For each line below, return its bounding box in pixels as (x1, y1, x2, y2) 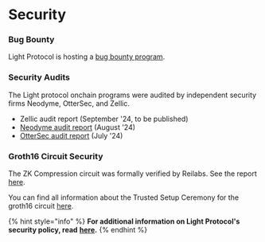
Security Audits (8, 72, 70, 83)
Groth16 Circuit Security (8, 150, 103, 162)
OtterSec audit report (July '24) (19, 131, 123, 140)
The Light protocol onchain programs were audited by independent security (8, 90, 257, 100)
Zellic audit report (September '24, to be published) (19, 114, 189, 123)
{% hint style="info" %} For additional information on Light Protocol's (8, 217, 240, 226)
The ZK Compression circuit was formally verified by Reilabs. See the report (8, 169, 257, 178)
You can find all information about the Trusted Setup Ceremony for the (8, 193, 240, 202)
